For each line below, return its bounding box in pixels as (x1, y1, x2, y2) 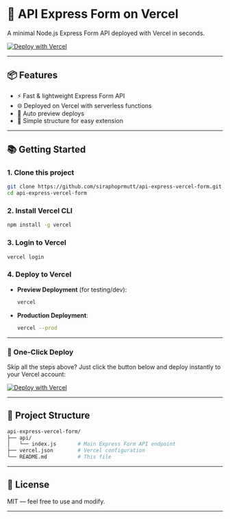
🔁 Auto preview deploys (16, 109, 84, 118)
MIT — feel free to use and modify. (7, 497, 105, 505)
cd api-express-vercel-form (7, 190, 88, 197)
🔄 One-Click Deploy (7, 347, 74, 357)
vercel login (7, 254, 44, 261)
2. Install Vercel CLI (7, 206, 73, 216)
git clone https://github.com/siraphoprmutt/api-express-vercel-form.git (7, 184, 222, 190)
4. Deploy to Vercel (7, 269, 72, 279)
